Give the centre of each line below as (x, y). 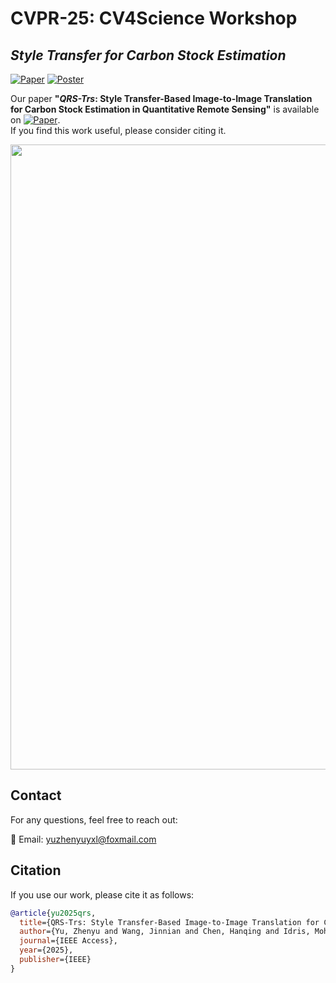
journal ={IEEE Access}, (68, 941)
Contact (36, 795)
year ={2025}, (46, 950)
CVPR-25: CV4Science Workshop (154, 18)
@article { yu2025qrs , (53, 913)
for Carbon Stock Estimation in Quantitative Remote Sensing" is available (165, 109)
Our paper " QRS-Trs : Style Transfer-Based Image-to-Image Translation (161, 98)
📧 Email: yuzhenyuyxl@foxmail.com (83, 839)
